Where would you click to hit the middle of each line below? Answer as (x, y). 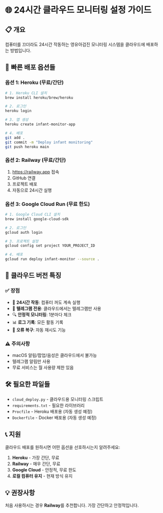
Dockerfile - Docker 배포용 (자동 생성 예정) (54, 417)
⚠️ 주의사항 (18, 344)
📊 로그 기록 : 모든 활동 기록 (38, 322)
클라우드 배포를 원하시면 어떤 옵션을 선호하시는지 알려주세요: (63, 447)
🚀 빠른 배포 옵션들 (30, 67)
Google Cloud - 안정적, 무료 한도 (44, 469)
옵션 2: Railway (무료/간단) (35, 160)
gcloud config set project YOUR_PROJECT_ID (50, 246)
